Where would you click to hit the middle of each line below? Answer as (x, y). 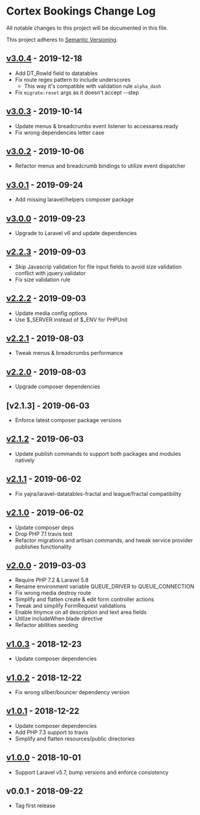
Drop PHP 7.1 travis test (44, 534)
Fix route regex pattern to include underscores (73, 79)
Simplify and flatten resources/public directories (75, 738)
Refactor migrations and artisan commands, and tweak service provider (104, 540)
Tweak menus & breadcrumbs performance (69, 353)
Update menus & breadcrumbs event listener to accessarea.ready (97, 126)
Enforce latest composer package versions (68, 420)
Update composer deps (44, 527)
